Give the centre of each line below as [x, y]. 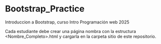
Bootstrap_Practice [45, 9]
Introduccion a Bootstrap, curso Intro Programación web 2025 [67, 22]
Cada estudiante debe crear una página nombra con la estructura [71, 31]
